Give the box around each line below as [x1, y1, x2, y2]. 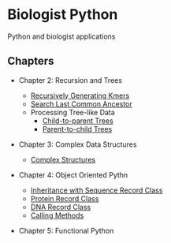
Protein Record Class [30, 193, 99, 203]
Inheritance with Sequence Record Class [30, 185, 163, 195]
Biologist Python [7, 6, 118, 24]
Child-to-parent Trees [42, 116, 113, 125]
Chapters [7, 54, 54, 68]
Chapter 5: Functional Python [18, 226, 114, 235]
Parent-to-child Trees [42, 124, 113, 133]
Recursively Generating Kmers [30, 91, 130, 100]
